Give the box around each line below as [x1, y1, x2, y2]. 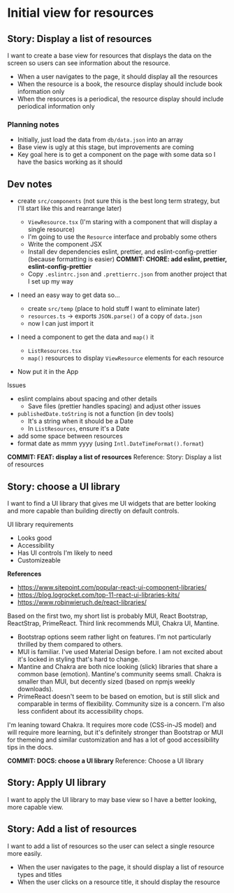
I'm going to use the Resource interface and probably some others [27, 233, 217, 241]
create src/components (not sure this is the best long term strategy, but [17, 197, 220, 205]
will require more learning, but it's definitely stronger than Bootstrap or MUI [7, 728, 224, 736]
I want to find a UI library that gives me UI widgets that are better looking [7, 499, 217, 507]
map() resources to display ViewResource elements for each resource [27, 354, 224, 362]
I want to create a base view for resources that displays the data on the [7, 51, 212, 60]
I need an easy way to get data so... [17, 291, 120, 299]
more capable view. [7, 803, 64, 811]
